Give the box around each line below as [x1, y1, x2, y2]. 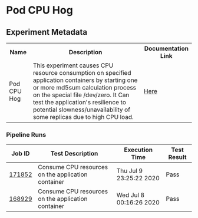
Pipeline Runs [6, 130, 47, 138]
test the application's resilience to [32, 98, 127, 106]
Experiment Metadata [6, 27, 87, 37]
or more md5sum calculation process [32, 84, 137, 91]
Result [168, 153, 187, 161]
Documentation [144, 45, 189, 52]
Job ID [11, 150, 30, 158]
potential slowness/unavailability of [32, 105, 131, 114]
